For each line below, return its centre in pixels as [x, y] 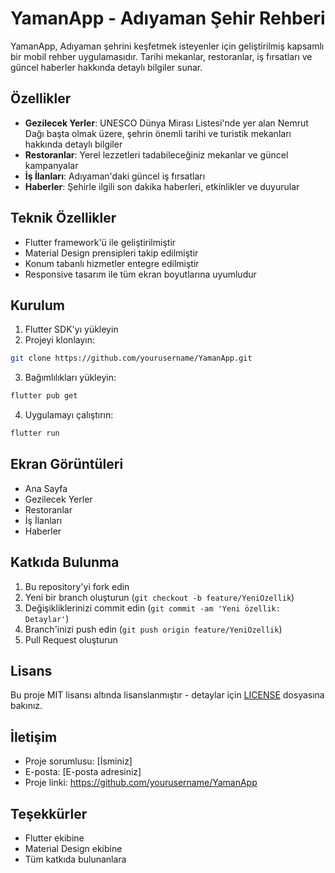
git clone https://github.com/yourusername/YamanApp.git [131, 358]
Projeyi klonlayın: [59, 340]
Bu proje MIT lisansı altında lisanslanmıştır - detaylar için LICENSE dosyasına [167, 695]
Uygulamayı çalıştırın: [69, 415]
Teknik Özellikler [63, 218]
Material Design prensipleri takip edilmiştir [111, 253]
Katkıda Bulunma [65, 562]
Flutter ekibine [54, 838]
